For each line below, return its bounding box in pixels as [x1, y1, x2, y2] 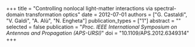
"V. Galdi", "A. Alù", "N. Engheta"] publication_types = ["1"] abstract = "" [6, 17, 181, 24]
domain [6, 11, 25, 18]
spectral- [154, 5, 177, 12]
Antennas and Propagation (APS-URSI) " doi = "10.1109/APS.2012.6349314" [6, 30, 189, 37]
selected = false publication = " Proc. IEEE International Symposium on [6, 23, 177, 30]
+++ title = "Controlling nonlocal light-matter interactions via [6, 5, 153, 12]
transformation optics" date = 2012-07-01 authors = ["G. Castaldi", [25, 11, 187, 18]
